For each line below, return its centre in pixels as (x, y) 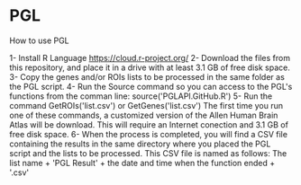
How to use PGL (39, 40)
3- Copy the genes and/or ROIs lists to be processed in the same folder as (147, 76)
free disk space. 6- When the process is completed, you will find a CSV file (149, 134)
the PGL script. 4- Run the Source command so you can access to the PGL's (151, 86)
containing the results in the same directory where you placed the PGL (140, 144)
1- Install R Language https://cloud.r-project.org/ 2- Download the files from (150, 57)
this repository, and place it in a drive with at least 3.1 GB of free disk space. (150, 67)
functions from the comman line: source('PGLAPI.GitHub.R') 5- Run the (141, 96)
